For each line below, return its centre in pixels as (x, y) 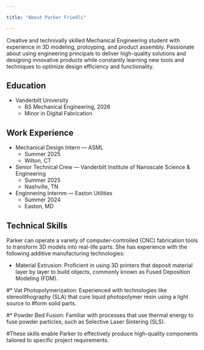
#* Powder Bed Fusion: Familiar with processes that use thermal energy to (100, 315)
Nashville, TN (41, 187)
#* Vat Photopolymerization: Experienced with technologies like (87, 290)
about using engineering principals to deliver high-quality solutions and (96, 53)
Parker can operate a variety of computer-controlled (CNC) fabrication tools (102, 241)
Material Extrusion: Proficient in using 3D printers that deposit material (104, 265)
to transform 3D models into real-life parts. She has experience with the (97, 247)
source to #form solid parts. (41, 303)
